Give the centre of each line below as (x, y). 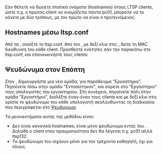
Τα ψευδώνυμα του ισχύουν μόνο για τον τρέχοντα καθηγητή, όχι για (82, 141)
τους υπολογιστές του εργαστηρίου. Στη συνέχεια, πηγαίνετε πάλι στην (78, 92)
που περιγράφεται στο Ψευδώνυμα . (41, 107)
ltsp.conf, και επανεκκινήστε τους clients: (47, 54)
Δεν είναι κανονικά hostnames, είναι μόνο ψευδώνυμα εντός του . (79, 126)
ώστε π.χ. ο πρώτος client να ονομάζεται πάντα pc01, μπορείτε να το (75, 12)
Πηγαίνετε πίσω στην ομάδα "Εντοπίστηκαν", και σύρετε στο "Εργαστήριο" (81, 86)
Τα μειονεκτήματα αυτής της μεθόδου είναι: (50, 116)
